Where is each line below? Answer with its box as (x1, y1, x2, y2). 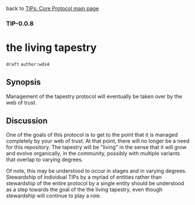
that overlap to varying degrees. (6, 156, 83, 163)
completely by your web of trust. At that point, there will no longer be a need (6, 137, 190, 145)
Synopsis (6, 77, 41, 87)
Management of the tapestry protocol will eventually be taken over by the (6, 93, 183, 100)
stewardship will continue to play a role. (6, 192, 102, 199)
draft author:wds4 (6, 61, 50, 67)
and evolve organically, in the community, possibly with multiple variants (6, 150, 180, 157)
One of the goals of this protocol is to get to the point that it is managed (6, 131, 178, 138)
